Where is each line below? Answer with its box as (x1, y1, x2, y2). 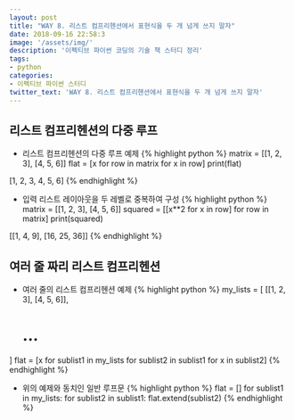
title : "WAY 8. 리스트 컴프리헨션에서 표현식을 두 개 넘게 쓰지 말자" (9, 21, 236, 30)
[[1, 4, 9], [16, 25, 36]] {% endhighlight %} (9, 231, 163, 242)
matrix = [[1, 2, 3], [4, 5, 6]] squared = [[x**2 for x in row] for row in (21, 204, 269, 215)
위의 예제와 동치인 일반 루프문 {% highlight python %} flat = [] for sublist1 (21, 383, 284, 393)
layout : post (9, 12, 58, 22)
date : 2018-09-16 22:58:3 (9, 29, 105, 38)
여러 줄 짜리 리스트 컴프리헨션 (9, 259, 161, 274)
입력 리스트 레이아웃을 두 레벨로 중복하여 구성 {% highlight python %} (21, 194, 267, 205)
